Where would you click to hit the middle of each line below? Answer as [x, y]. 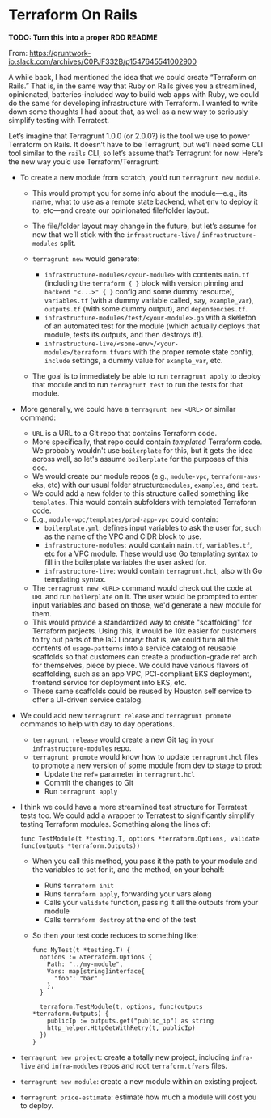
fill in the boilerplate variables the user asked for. [125, 562]
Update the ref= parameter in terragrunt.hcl [120, 773]
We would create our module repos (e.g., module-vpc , [121, 476]
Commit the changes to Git [89, 782]
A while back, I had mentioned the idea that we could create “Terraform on [133, 77]
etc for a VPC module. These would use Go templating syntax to [151, 553]
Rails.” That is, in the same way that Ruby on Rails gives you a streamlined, [133, 86]
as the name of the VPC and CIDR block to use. [123, 536]
